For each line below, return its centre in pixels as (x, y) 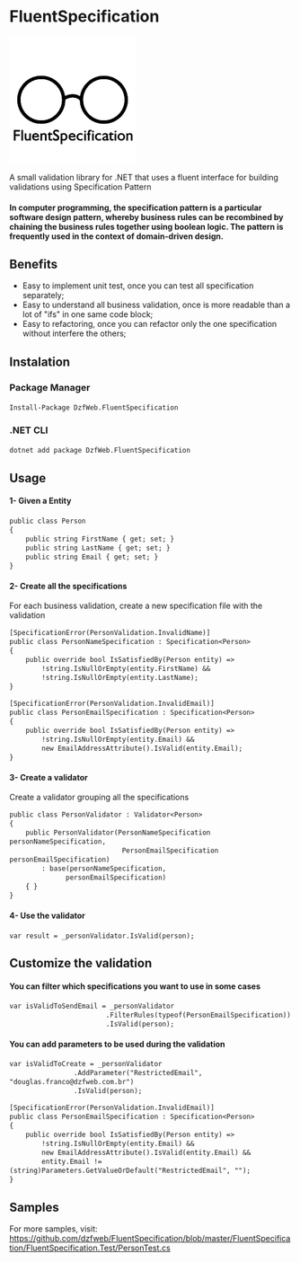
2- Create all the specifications (68, 586)
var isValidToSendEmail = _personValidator (92, 1006)
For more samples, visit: (53, 1229)
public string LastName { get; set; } (98, 548)
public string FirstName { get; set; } (100, 539)
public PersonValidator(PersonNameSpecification (118, 833)
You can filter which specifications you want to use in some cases (135, 986)
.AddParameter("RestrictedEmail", (138, 1073)
